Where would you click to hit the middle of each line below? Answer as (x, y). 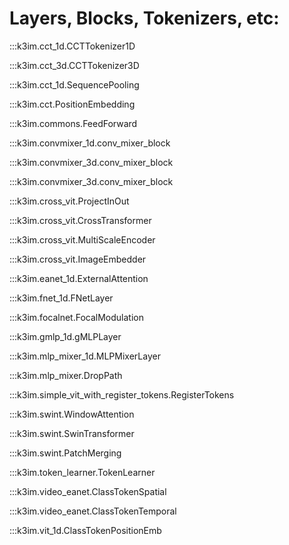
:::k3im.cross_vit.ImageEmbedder (78, 259)
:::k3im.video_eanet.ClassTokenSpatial (88, 491)
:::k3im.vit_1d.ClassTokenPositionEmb (85, 530)
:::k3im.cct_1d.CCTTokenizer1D (72, 46)
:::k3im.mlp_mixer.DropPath (66, 375)
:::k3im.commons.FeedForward (73, 123)
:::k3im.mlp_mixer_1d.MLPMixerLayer (85, 356)
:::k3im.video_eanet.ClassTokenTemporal (93, 511)
